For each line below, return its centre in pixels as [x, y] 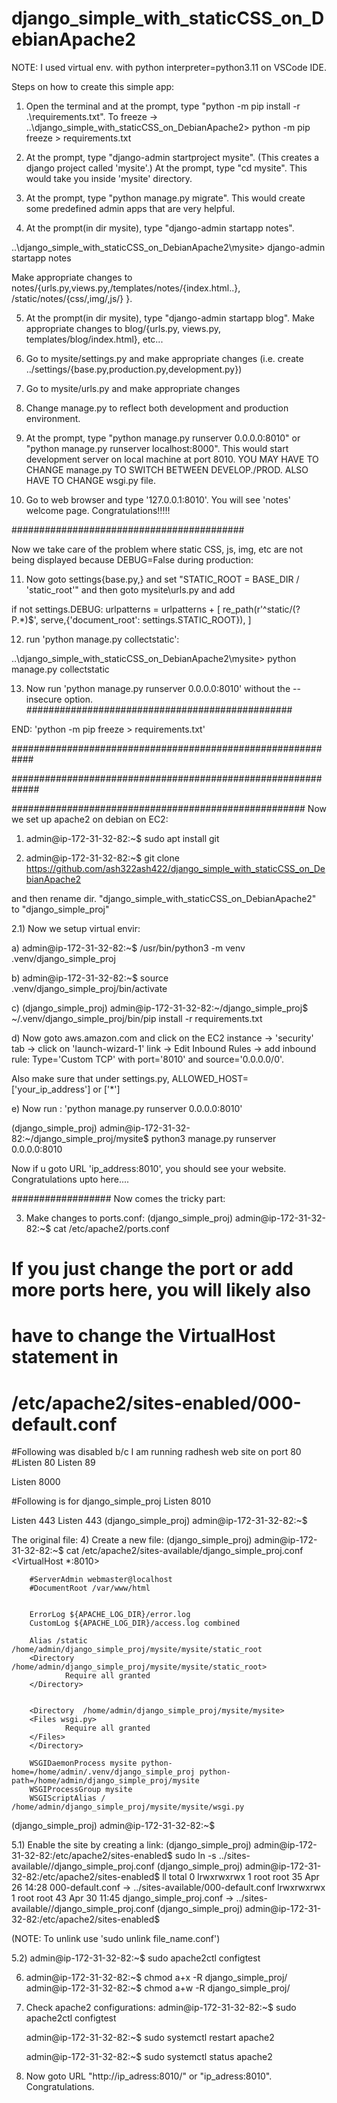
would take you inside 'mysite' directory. [109, 178]
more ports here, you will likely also [161, 1290]
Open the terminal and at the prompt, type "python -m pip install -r [163, 106]
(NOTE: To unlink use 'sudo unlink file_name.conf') [116, 1939]
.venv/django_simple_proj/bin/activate [89, 988]
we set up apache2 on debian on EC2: [90, 819]
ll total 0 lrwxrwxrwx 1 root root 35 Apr [241, 1877]
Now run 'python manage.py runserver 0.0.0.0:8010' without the [158, 688]
